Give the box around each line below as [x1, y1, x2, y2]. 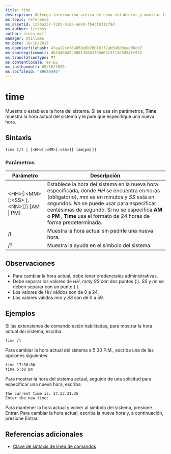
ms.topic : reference [5, 17, 49, 22]
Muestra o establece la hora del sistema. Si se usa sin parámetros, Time [5, 108, 157, 114]
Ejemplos [5, 309, 36, 318]
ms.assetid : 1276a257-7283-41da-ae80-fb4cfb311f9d [5, 21, 115, 27]
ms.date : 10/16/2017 [5, 41, 49, 46]
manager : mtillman [5, 36, 44, 41]
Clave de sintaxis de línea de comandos [12, 443, 96, 449]
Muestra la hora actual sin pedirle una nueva [47, 228, 154, 235]
